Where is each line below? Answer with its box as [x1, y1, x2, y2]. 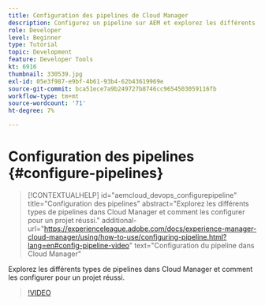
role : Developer [8, 26, 62, 34]
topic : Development [8, 48, 73, 56]
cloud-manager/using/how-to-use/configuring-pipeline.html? [27, 232, 227, 241]
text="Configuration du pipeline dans [133, 240, 255, 250]
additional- [101, 215, 137, 225]
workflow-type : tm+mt [8, 92, 80, 100]
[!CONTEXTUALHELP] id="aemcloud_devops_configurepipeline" [27, 190, 237, 199]
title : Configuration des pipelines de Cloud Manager [8, 11, 189, 20]
